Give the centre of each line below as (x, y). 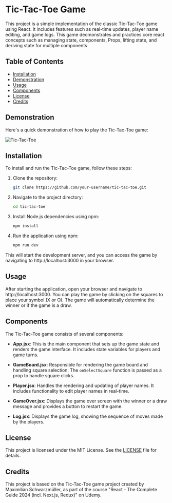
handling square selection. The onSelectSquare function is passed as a (87, 370)
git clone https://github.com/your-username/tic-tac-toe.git (80, 188)
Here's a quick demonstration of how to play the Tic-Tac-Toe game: (77, 130)
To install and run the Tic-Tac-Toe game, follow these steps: (69, 168)
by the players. (28, 421)
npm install (25, 226)
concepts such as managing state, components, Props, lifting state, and (81, 40)
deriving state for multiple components (46, 45)
